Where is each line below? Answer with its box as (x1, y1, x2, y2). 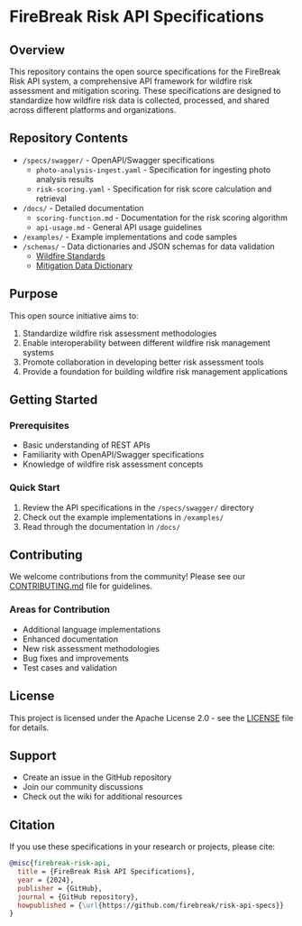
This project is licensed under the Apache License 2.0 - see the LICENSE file (9, 712, 294, 723)
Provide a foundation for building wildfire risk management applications (22, 366, 288, 376)
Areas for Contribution (9, 603, 111, 616)
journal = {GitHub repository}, (17, 892, 140, 902)
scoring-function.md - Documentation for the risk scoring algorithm (35, 212, 288, 223)
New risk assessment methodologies (22, 643, 160, 653)
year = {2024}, (17, 875, 75, 884)
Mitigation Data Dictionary (35, 260, 133, 271)
